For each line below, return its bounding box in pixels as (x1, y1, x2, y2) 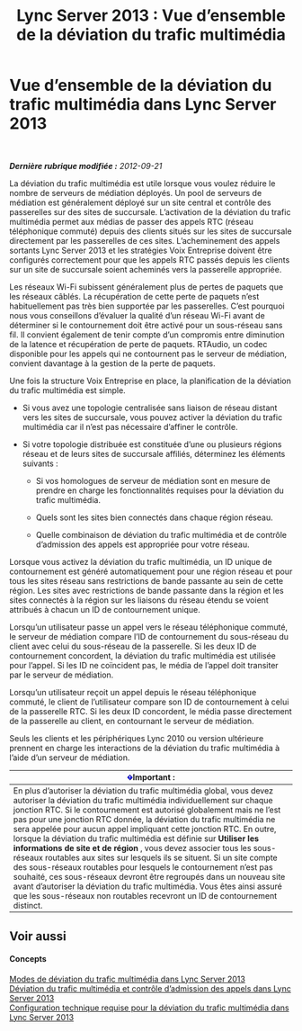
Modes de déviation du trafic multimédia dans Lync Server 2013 (9, 973, 245, 984)
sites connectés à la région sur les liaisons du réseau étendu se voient (9, 595, 270, 605)
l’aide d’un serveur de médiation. (9, 752, 130, 763)
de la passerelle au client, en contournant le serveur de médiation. (9, 715, 254, 726)
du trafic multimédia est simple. (9, 384, 126, 396)
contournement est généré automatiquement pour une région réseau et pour (9, 566, 293, 577)
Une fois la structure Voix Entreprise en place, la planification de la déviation (9, 375, 292, 386)
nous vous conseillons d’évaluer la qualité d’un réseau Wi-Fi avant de (9, 309, 265, 320)
